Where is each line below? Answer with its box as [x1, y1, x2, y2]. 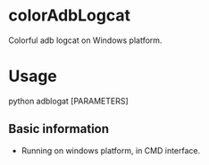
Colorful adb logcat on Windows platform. [8, 35, 163, 45]
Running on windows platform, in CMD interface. [21, 144, 201, 156]
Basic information [8, 121, 109, 136]
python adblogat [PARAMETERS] [8, 95, 129, 106]
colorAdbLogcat [8, 5, 131, 26]
